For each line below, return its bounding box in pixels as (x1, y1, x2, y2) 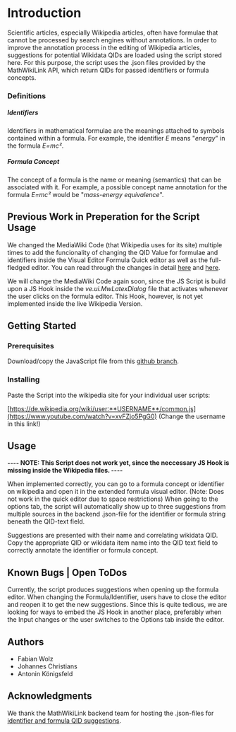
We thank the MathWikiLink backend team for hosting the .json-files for (7, 709, 214, 717)
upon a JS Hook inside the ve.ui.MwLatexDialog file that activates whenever (7, 284, 229, 293)
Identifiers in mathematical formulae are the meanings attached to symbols (7, 126, 225, 135)
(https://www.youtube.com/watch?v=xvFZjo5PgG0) (7, 412, 157, 420)
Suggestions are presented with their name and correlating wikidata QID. (7, 531, 218, 540)
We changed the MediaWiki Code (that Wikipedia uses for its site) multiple (7, 240, 223, 249)
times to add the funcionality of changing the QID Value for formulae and (7, 248, 218, 256)
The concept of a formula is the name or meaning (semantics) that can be (7, 175, 222, 184)
